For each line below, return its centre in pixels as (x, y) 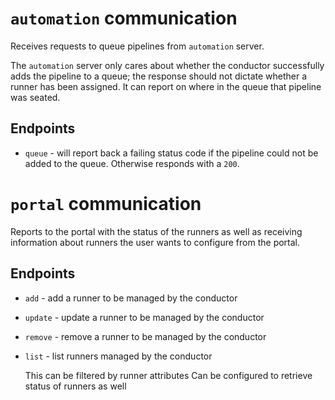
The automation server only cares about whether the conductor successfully (167, 65)
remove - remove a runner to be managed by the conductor (145, 336)
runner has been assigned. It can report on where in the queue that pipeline (166, 86)
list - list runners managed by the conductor (118, 356)
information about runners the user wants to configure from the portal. (155, 242)
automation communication (124, 18)
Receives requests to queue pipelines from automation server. (137, 46)
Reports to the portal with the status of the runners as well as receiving (156, 231)
